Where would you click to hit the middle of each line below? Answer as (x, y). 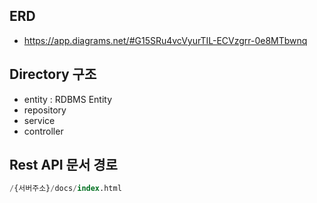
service (39, 120)
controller (43, 131)
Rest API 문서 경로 (63, 165)
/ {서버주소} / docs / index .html (65, 189)
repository (45, 110)
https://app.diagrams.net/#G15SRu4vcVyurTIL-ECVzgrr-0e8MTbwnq (165, 40)
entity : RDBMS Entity (68, 99)
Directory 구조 (53, 74)
